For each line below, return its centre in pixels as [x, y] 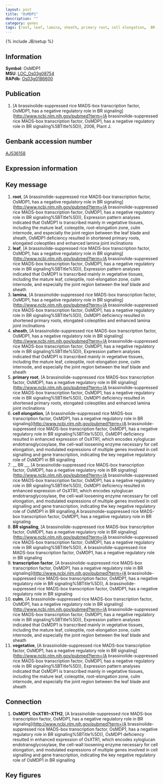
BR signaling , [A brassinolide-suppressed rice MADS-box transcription [83, 527]
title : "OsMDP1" [22, 14]
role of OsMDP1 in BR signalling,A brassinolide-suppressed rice [76, 511]
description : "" [22, 18]
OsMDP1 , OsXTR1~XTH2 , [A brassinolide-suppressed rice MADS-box [82, 714]
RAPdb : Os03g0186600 [29, 79]
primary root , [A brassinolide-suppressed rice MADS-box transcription [83, 377]
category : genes [22, 23]
